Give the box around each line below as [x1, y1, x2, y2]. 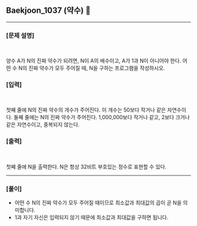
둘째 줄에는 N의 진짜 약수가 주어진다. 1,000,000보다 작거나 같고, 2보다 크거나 [13, 114, 190, 121]
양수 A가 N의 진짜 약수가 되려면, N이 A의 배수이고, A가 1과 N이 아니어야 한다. [6, 58, 182, 65]
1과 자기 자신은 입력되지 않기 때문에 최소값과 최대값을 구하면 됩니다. [14, 214, 169, 221]
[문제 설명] [6, 31, 35, 39]
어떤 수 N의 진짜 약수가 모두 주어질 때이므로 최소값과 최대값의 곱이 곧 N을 [14, 199, 182, 206]
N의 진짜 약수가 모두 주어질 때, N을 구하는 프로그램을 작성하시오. [18, 65, 165, 72]
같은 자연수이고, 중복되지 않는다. [6, 121, 80, 128]
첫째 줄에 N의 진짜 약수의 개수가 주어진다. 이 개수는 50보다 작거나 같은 [6, 106, 166, 113]
